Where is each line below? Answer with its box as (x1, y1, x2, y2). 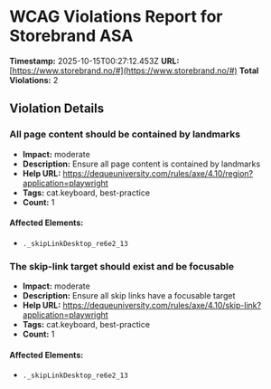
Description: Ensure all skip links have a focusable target (22, 290, 236, 301)
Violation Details (9, 101, 105, 117)
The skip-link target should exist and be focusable (9, 260, 235, 272)
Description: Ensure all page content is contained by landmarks (22, 158, 261, 169)
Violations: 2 (9, 74, 59, 85)
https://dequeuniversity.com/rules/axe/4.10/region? (62, 167, 254, 178)
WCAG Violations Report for (9, 6, 223, 27)
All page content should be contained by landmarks (9, 128, 241, 141)
